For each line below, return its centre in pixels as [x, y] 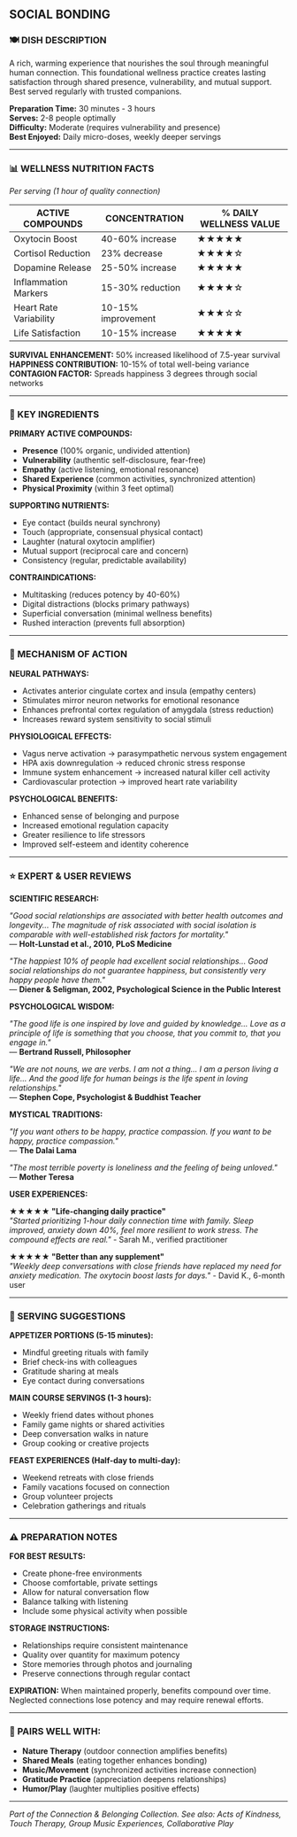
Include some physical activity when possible [105, 1611]
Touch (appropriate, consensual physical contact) [112, 532]
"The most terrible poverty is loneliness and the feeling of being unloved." [144, 1167]
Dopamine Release [53, 267]
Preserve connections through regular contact [106, 1674]
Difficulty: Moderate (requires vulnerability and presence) [115, 127]
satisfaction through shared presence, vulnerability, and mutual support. [141, 81]
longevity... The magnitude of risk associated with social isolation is [133, 925]
